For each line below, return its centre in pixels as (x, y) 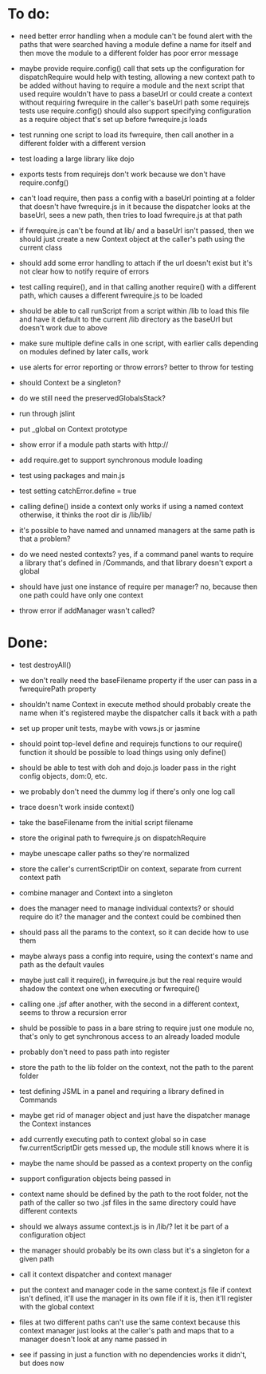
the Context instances (55, 1123)
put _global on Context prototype (73, 428)
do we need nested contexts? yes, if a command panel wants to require (136, 554)
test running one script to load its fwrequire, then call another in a (126, 134)
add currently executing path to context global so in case (112, 1139)
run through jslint (47, 413)
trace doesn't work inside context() (76, 807)
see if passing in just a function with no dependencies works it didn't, (133, 1354)
